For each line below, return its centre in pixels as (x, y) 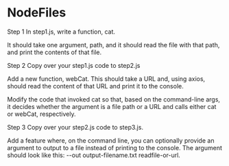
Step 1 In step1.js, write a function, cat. (61, 32)
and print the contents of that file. (54, 52)
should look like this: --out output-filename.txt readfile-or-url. (94, 155)
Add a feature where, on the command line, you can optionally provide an (111, 140)
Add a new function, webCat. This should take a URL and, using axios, (106, 79)
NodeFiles (37, 13)
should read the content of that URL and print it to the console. (95, 86)
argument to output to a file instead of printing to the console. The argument (115, 147)
